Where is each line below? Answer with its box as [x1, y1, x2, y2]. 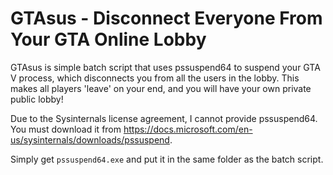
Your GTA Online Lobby [10, 28, 207, 51]
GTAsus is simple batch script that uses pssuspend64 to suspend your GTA [10, 61, 321, 73]
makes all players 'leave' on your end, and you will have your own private [10, 82, 312, 94]
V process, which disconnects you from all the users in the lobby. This [10, 72, 300, 84]
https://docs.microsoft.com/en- [123, 123, 253, 135]
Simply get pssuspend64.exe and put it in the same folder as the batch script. [10, 153, 324, 165]
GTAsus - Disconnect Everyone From [10, 7, 323, 30]
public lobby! [10, 93, 64, 105]
